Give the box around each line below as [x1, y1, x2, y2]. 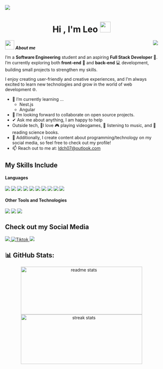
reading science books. [12, 129, 59, 135]
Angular [19, 107, 35, 112]
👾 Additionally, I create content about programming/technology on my [12, 134, 152, 140]
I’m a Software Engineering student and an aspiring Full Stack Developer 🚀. [5, 54, 158, 60]
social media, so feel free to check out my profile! [12, 140, 112, 146]
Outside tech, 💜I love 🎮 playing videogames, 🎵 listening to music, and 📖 [12, 122, 156, 128]
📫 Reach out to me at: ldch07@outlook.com [12, 145, 101, 151]
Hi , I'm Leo [52, 24, 98, 35]
